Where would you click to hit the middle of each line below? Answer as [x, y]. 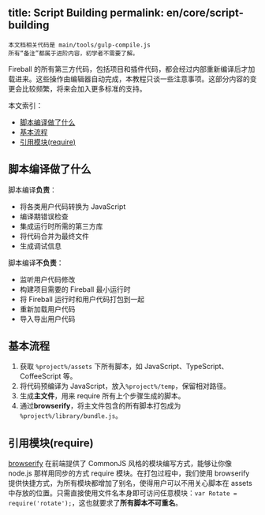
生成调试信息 [40, 246]
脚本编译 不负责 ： [36, 263]
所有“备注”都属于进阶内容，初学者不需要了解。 [74, 53]
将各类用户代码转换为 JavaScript [73, 206]
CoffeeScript [40, 376]
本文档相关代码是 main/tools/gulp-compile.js [80, 45]
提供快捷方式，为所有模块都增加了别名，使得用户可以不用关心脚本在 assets [130, 483]
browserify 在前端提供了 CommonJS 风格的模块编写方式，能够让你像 [120, 464]
